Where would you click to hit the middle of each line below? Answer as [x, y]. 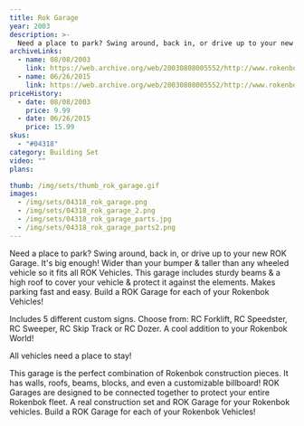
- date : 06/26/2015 [54, 118]
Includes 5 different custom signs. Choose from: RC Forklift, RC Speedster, [148, 318]
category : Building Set [54, 152]
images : [24, 194]
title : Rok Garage [44, 18]
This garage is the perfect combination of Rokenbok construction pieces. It [149, 373]
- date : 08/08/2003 [54, 102]
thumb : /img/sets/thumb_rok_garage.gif [85, 185]
